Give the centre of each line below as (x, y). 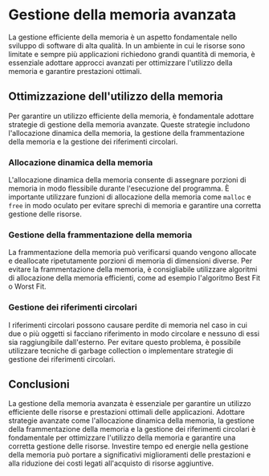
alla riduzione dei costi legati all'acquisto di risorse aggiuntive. (111, 463)
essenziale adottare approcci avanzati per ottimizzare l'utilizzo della (120, 63)
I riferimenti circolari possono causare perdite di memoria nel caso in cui (128, 325)
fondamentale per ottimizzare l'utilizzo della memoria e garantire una (122, 438)
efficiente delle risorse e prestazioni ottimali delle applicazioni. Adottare (126, 412)
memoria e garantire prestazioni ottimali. (75, 71)
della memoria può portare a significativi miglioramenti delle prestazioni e (130, 455)
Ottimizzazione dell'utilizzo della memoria (116, 97)
